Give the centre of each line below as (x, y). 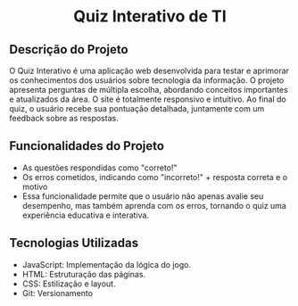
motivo (35, 186)
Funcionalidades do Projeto (87, 146)
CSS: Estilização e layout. (69, 284)
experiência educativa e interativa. (86, 215)
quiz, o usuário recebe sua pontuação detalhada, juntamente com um (137, 108)
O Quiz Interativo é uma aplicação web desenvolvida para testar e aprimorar (149, 70)
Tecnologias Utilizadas (74, 243)
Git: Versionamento (58, 293)
